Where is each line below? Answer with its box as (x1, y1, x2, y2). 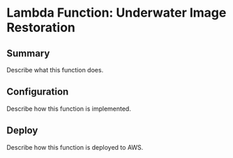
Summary (6, 47, 50, 59)
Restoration (6, 19, 76, 35)
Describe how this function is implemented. (6, 104, 132, 113)
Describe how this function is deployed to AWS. (6, 143, 144, 151)
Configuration (6, 86, 69, 98)
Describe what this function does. (6, 66, 104, 74)
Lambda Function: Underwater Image (6, 5, 227, 21)
